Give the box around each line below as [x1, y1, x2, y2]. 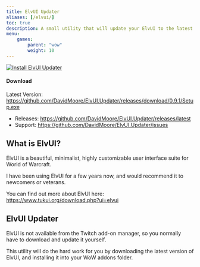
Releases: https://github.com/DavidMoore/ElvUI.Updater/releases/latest [14, 114, 191, 122]
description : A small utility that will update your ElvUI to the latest [6, 25, 193, 32]
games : [17, 36, 33, 42]
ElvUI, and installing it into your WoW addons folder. [6, 254, 133, 261]
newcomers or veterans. [6, 178, 66, 185]
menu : [6, 31, 20, 37]
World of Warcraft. [6, 160, 52, 167]
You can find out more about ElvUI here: [6, 190, 104, 197]
